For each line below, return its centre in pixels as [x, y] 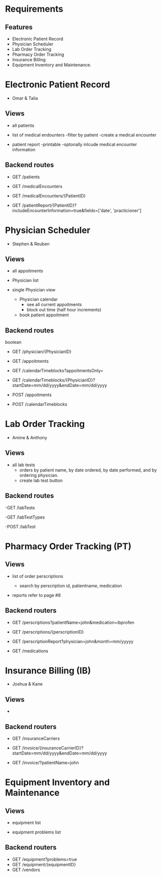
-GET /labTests [20, 507]
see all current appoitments [54, 305]
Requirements [34, 9]
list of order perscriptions [38, 576]
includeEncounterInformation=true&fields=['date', [62, 210]
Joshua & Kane [27, 684]
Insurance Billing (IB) [48, 671]
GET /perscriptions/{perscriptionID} [48, 632]
